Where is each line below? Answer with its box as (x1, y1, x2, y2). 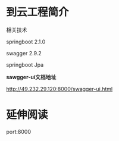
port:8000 (6, 128, 32, 135)
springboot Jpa (6, 61, 44, 68)
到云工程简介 (6, 5, 70, 19)
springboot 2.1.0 (6, 38, 46, 45)
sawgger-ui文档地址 (6, 73, 57, 80)
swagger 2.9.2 (6, 49, 42, 57)
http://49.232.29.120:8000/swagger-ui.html (6, 85, 113, 92)
